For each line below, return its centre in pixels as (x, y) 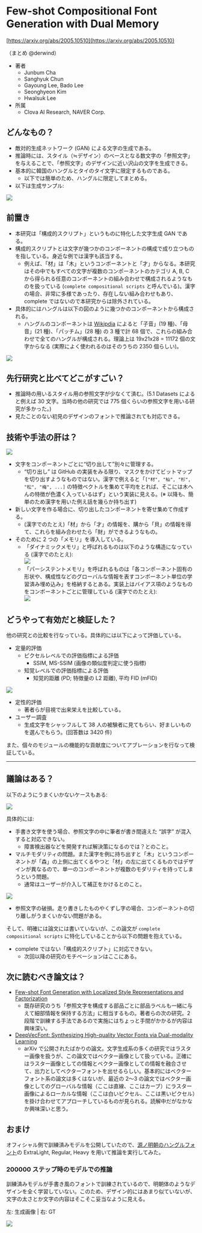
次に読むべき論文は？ (46, 977)
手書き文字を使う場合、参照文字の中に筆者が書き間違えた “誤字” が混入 (103, 831)
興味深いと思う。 (50, 1108)
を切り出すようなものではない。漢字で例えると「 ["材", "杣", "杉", (107, 479)
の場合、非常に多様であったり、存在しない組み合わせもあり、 (100, 294)
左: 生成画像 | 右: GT (31, 1211)
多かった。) (38, 409)
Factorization (31, 998)
